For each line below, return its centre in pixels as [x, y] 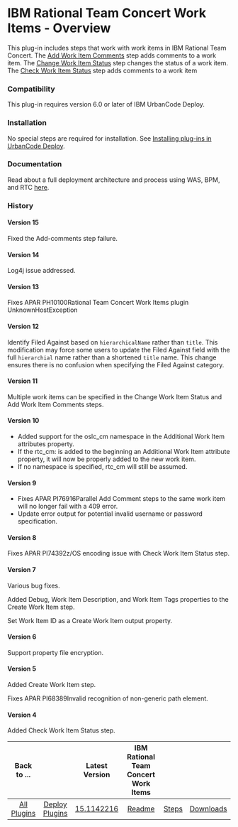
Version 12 [23, 326]
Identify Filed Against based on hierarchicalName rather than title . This [113, 342]
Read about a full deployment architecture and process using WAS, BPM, [114, 180]
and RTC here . [28, 187]
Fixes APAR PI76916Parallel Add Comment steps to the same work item [121, 499]
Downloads [208, 809]
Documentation [35, 164]
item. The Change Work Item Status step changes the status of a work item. [118, 63]
